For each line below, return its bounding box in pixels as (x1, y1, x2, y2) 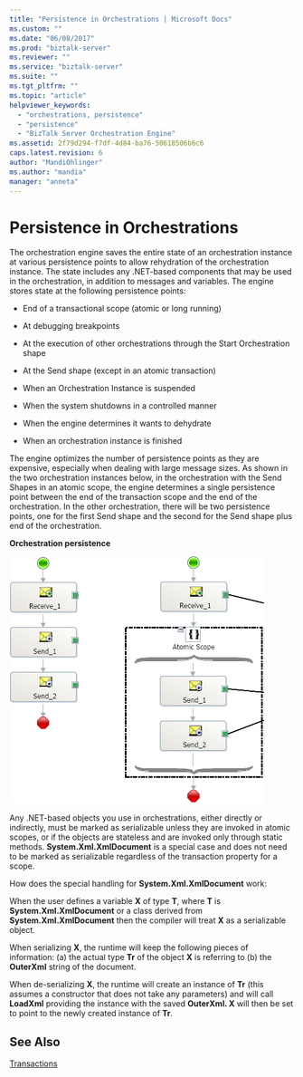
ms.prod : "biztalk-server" (9, 43, 111, 53)
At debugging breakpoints (22, 321, 120, 332)
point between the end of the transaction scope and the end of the (9, 492, 258, 503)
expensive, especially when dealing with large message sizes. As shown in (9, 463, 288, 474)
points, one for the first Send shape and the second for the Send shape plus (9, 511, 292, 522)
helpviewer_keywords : (9, 101, 91, 110)
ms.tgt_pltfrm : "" (9, 82, 79, 91)
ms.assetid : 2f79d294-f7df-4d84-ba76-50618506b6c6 (9, 139, 204, 149)
